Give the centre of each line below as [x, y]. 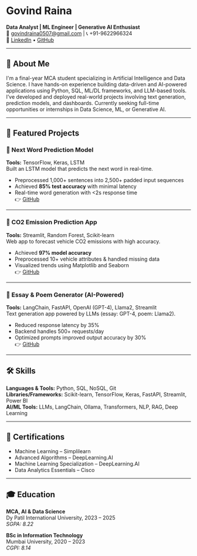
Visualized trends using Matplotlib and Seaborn [72, 265]
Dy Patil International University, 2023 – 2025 [61, 518]
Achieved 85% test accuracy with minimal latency [75, 187]
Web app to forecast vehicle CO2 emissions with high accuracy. [83, 241]
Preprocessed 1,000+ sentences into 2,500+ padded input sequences [99, 180]
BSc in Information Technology [45, 535]
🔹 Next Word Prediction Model [50, 150]
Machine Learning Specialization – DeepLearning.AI [77, 464]
